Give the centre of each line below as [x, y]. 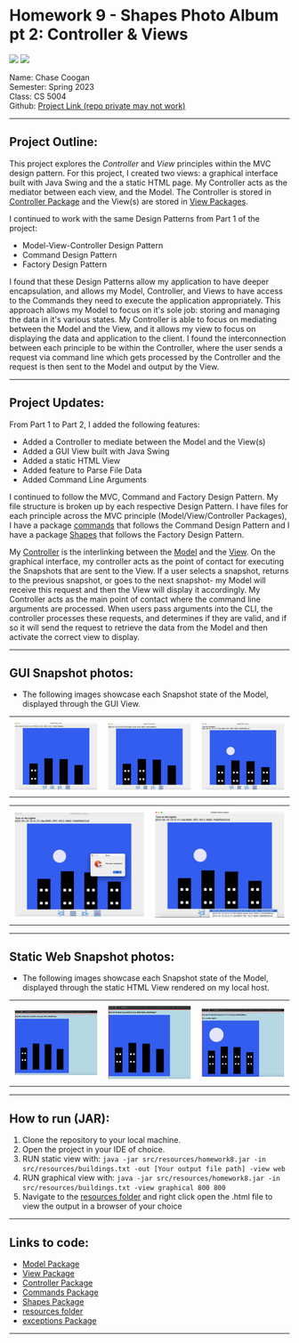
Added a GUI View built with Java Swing [96, 451]
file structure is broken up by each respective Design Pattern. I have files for [149, 506]
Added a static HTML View [71, 460]
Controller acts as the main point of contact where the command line [135, 599]
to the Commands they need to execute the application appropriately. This [145, 300]
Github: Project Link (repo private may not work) [97, 105]
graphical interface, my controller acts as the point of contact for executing [147, 561]
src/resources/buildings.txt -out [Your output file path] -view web [154, 1169]
